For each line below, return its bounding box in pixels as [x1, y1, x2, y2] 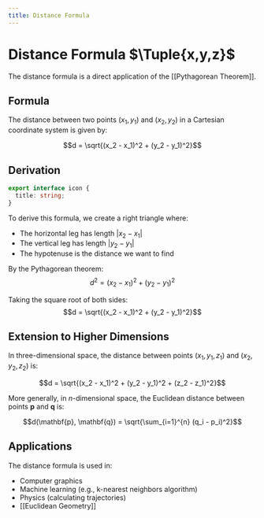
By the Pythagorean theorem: [8, 265, 104, 274]
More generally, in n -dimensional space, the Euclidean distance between [8, 394, 245, 403]
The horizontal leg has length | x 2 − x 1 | [19, 228, 143, 240]
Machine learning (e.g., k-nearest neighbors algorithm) [19, 484, 199, 494]
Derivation [8, 163, 61, 177]
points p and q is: [8, 402, 65, 412]
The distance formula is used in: [8, 461, 113, 470]
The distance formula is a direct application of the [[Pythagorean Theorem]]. [8, 72, 256, 81]
